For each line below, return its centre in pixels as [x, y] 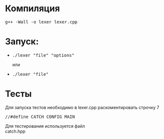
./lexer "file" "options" [43, 55]
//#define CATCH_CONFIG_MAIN [40, 116]
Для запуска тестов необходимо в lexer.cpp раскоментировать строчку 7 [82, 107]
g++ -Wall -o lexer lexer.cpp [41, 22]
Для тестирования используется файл [45, 126]
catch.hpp [15, 131]
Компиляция [33, 9]
